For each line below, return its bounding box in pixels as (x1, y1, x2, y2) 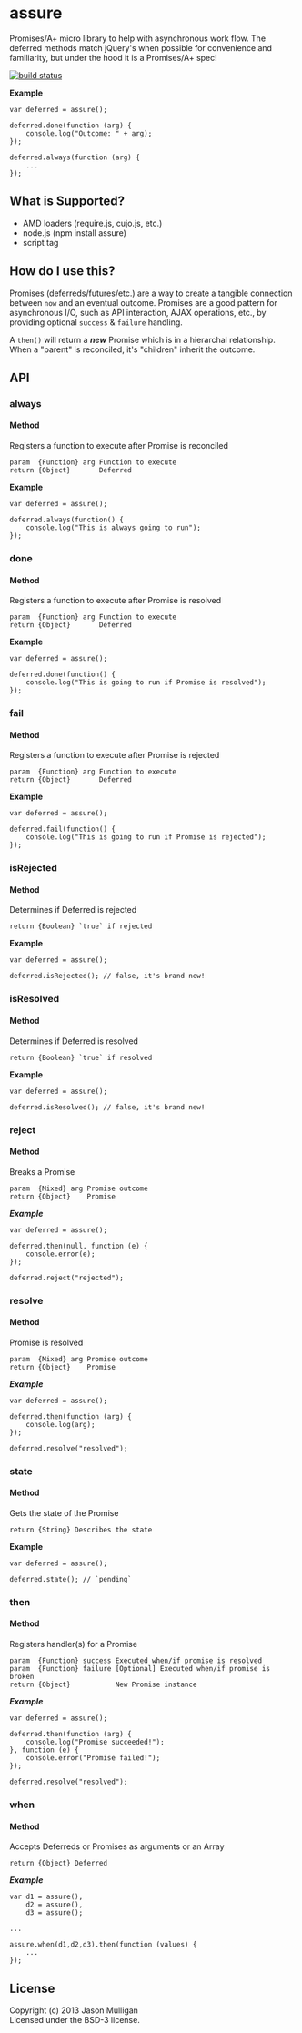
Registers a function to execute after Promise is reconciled (9, 440, 229, 451)
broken (9, 1673, 35, 1682)
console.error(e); (25, 1249, 96, 1259)
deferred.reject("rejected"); (9, 1273, 125, 1282)
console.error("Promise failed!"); (25, 1754, 161, 1763)
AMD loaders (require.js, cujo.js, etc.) (22, 217, 163, 228)
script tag (22, 237, 59, 248)
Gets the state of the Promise (9, 1507, 119, 1518)
